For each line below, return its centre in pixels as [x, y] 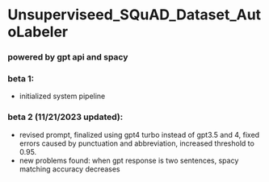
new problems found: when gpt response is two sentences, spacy [129, 160]
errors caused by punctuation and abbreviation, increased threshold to [137, 143]
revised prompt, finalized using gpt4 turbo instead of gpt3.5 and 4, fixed [139, 134]
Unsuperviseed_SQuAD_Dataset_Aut [134, 15]
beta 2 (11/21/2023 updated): [65, 117]
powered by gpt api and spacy [68, 57]
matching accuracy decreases [69, 169]
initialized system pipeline [62, 96]
